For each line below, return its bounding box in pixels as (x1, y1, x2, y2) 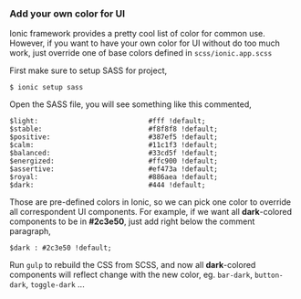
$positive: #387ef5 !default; (9, 133, 219, 142)
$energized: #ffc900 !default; (9, 156, 219, 166)
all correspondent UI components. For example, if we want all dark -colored (9, 207, 292, 218)
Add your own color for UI (9, 7, 126, 20)
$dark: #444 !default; (9, 181, 206, 190)
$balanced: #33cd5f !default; (9, 149, 219, 158)
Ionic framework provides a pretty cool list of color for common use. (9, 28, 266, 39)
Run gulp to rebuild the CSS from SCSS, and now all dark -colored (9, 260, 256, 271)
